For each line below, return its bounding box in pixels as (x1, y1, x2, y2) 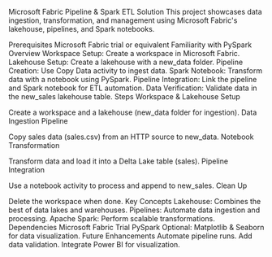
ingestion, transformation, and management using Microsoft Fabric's (8, 15, 238, 25)
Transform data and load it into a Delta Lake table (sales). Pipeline (8, 156, 229, 166)
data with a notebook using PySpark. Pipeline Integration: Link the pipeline (8, 75, 257, 84)
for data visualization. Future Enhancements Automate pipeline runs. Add (8, 231, 253, 241)
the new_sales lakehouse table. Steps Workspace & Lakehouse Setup (8, 92, 241, 101)
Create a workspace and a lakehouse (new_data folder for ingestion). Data (8, 107, 257, 117)
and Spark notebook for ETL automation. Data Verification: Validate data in (8, 83, 257, 93)
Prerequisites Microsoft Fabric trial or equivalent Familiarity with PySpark (8, 40, 253, 50)
